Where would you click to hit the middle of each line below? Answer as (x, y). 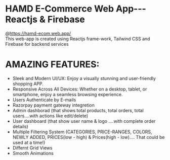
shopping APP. (28, 84)
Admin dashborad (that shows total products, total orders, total (78, 110)
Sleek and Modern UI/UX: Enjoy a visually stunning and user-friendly (84, 78)
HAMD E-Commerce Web (60, 9)
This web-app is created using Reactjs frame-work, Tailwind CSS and (78, 39)
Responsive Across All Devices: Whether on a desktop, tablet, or (80, 89)
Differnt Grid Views (32, 148)
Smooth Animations (33, 153)
